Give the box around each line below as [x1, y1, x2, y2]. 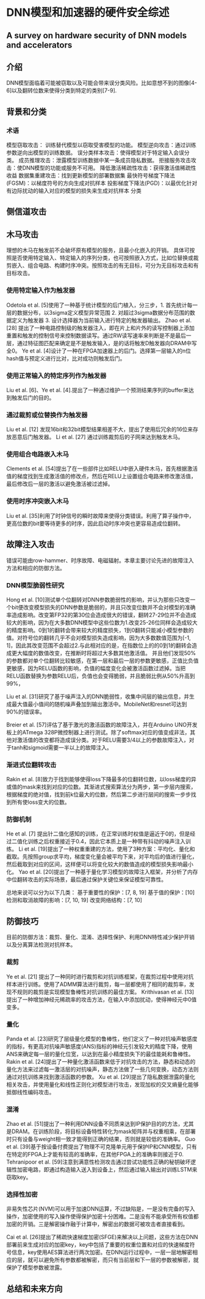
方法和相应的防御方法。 [6, 564, 65, 571]
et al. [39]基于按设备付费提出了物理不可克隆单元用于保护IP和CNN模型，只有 [6, 1143, 197, 1150]
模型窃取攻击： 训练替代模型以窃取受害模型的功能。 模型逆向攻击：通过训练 [6, 141, 196, 149]
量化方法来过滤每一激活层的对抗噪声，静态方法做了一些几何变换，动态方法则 [6, 1065, 199, 1073]
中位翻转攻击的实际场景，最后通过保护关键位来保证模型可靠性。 [6, 876, 167, 883]
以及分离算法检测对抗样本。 [6, 941, 76, 948]
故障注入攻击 [6, 539, 55, 549]
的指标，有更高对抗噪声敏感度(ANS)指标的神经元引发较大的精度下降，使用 [6, 1042, 193, 1050]
